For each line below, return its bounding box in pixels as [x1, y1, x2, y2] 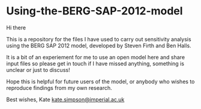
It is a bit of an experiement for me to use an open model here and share [6, 53, 185, 60]
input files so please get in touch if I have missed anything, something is [6, 60, 185, 67]
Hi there [6, 24, 26, 31]
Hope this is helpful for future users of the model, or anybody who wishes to [6, 78, 195, 85]
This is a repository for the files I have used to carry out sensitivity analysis [6, 35, 191, 43]
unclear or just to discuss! [6, 66, 70, 73]
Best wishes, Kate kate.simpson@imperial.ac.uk [6, 96, 125, 103]
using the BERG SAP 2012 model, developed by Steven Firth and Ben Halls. [6, 42, 191, 49]
